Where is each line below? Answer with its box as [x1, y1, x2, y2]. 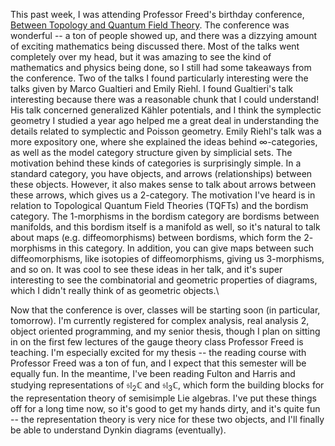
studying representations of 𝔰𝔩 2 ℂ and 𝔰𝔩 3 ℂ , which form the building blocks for [10, 379, 325, 393]
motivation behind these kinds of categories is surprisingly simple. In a [10, 157, 302, 169]
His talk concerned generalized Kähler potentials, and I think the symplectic [10, 104, 322, 116]
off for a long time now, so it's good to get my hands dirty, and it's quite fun [10, 402, 321, 414]
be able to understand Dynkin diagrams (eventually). [10, 424, 227, 436]
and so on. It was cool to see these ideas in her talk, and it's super [10, 264, 283, 275]
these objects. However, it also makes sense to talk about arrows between [10, 179, 317, 190]
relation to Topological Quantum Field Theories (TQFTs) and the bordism [10, 200, 309, 211]
